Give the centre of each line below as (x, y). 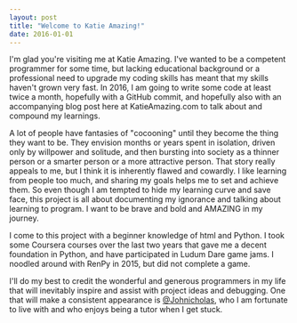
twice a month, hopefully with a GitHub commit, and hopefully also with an (145, 97)
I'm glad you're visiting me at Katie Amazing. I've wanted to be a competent (148, 60)
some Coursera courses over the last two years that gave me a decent (138, 245)
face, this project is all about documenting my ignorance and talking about (145, 199)
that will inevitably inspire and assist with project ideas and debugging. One (148, 291)
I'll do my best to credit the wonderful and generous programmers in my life (148, 281)
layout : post (33, 17)
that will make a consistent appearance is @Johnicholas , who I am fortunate (149, 300)
